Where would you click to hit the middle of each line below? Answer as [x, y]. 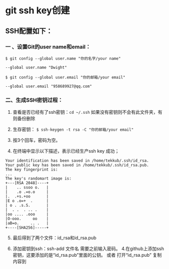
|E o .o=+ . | [27, 201]
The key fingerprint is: [32, 170]
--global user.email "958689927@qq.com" [49, 86]
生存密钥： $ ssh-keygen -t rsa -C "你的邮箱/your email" [73, 129]
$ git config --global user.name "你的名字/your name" [63, 58]
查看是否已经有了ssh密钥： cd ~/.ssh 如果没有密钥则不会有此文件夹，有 [88, 112]
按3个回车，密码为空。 [36, 140]
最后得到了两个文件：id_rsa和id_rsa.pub [54, 238]
